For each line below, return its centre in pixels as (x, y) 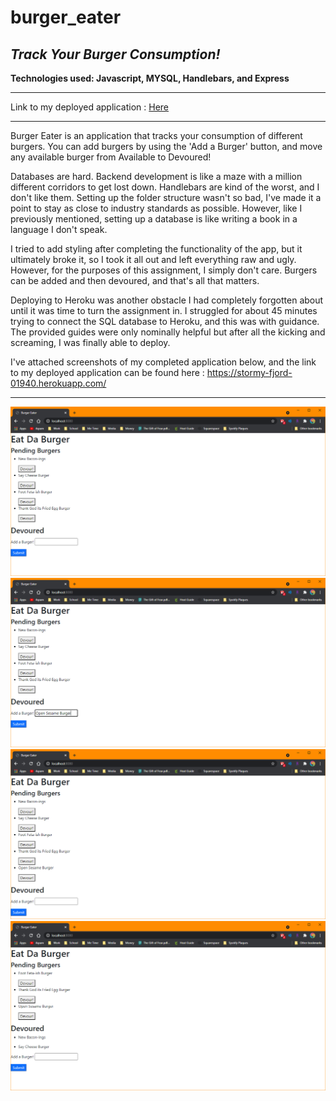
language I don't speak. (59, 229)
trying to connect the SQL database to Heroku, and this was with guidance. (165, 321)
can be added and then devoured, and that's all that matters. (135, 280)
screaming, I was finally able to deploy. (90, 342)
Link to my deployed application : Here (90, 107)
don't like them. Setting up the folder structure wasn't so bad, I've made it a (166, 197)
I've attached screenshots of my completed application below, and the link (163, 362)
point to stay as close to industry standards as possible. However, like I (156, 208)
